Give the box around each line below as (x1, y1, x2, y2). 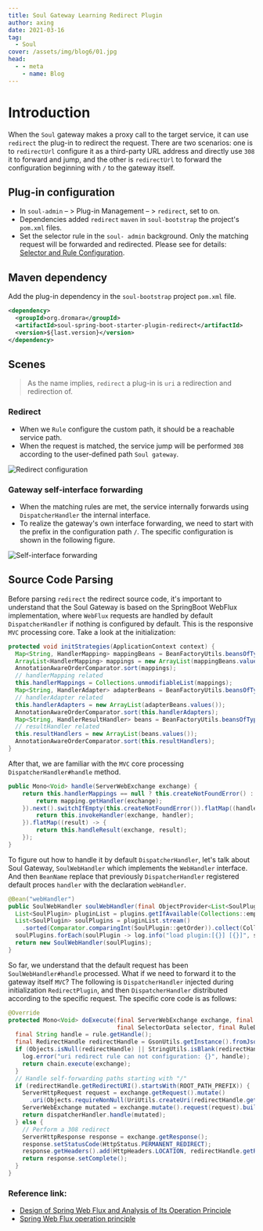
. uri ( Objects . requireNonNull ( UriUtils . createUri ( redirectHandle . (28, 1096, 247, 1105)
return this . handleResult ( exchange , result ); (36, 826, 188, 834)
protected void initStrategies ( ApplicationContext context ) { (8, 643, 215, 650)
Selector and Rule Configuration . (19, 248, 125, 257)
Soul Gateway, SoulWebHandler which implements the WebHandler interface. (8, 863, 248, 872)
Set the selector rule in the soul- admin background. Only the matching (19, 231, 249, 241)
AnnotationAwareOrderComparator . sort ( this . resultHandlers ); (15, 738, 215, 745)
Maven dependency (8, 271, 108, 284)
